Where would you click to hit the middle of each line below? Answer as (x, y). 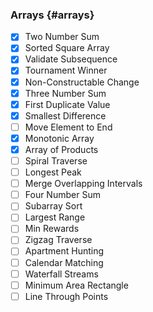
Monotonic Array (59, 138)
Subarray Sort (53, 206)
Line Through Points (66, 296)
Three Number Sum (65, 93)
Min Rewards (52, 229)
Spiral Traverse (56, 160)
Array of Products (61, 149)
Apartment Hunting (64, 251)
